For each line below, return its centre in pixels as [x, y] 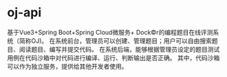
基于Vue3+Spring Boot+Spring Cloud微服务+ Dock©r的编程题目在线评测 [110, 32]
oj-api [24, 13]
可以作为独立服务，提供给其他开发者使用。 [67, 66]
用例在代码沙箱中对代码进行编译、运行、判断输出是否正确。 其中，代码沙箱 [113, 58]
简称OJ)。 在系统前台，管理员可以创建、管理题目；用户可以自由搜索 [115, 41]
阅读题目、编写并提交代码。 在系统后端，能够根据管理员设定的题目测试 [119, 49]
